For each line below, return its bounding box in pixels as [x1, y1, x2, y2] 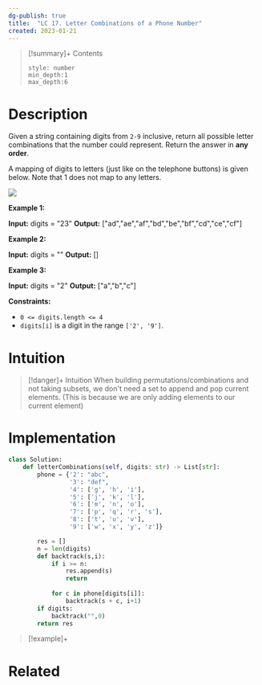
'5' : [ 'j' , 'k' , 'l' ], [69, 493, 146, 501]
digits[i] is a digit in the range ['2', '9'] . [19, 320, 164, 330]
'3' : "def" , [69, 478, 110, 486]
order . [8, 149, 30, 158]
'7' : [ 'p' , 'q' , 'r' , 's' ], [69, 508, 163, 516]
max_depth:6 [27, 78, 68, 87]
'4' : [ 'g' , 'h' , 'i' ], [69, 485, 146, 494]
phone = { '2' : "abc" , [37, 471, 110, 479]
